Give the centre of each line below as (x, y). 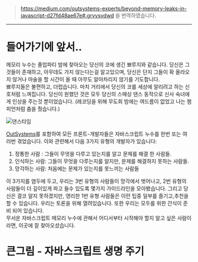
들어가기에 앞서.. (44, 47)
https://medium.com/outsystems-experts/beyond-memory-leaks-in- (104, 9)
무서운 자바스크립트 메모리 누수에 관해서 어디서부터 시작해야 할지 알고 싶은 (91, 218)
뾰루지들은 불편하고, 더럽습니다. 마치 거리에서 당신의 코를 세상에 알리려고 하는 (95, 86)
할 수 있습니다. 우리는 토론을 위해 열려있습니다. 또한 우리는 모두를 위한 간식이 (94, 203)
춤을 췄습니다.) (43, 109)
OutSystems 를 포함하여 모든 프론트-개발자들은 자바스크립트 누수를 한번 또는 (94, 134)
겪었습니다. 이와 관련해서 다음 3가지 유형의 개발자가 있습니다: (87, 141)
